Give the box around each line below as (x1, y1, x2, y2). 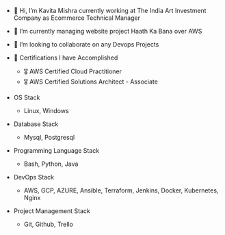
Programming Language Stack (13, 147, 100, 154)
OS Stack (13, 93, 40, 101)
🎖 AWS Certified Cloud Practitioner (23, 67, 122, 75)
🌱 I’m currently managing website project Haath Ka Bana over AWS (13, 27, 202, 35)
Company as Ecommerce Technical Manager (13, 14, 140, 22)
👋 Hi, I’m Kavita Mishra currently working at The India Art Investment (13, 7, 207, 14)
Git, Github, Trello (23, 220, 74, 228)
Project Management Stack (13, 207, 91, 215)
